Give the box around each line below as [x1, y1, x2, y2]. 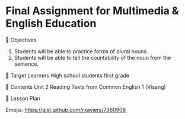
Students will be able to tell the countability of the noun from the [14, 54, 171, 61]
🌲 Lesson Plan [5, 95, 41, 102]
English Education [5, 17, 97, 30]
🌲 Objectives [5, 36, 37, 43]
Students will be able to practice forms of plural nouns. [14, 47, 149, 54]
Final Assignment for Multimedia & [5, 4, 179, 18]
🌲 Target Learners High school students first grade [5, 72, 130, 79]
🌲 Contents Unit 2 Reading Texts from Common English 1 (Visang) [5, 83, 167, 90]
